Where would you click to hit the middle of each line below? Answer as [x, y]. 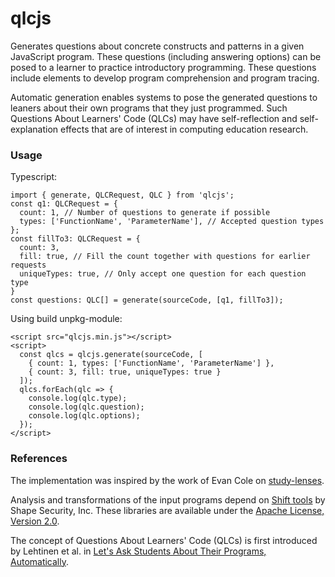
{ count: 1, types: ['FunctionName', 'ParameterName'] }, [151, 363]
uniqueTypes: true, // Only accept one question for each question [163, 274]
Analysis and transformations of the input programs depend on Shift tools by [168, 499]
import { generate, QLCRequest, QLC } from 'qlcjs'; [122, 195]
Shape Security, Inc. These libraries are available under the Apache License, [167, 510]
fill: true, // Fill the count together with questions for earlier [165, 257]
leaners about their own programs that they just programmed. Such [149, 108]
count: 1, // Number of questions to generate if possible [145, 213]
